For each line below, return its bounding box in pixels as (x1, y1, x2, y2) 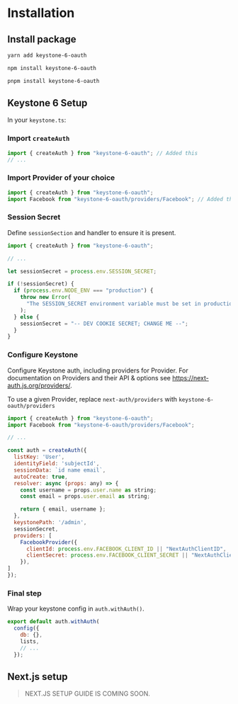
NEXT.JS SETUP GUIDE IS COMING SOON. (24, 689, 150, 698)
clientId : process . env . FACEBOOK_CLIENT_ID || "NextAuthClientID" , (25, 545, 227, 552)
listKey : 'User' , (13, 453, 65, 461)
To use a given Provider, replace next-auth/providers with (7, 394, 178, 403)
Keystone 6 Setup (7, 97, 88, 109)
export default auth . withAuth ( (7, 618, 100, 625)
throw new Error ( (20, 294, 72, 301)
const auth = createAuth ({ (7, 447, 87, 454)
